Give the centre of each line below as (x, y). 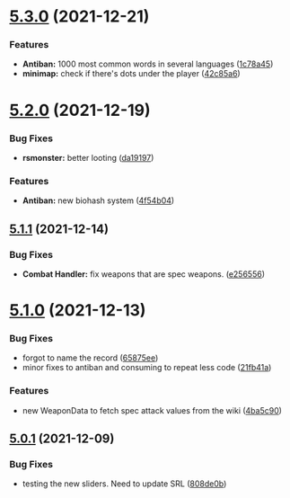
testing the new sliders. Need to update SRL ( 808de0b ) (124, 484)
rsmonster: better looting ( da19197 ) (88, 157)
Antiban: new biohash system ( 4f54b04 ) (98, 200)
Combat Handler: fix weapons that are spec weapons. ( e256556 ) (144, 274)
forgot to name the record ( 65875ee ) (90, 358)
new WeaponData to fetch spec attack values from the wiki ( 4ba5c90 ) (152, 410)
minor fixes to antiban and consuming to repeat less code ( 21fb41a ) (147, 368)
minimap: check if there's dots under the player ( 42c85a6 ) (131, 74)
